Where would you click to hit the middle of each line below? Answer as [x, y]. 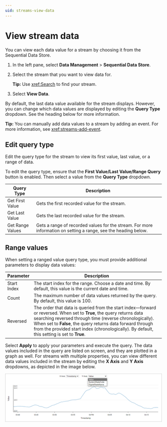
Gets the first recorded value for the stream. [81, 203]
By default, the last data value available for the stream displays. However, [80, 103]
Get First [16, 201]
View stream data [42, 36]
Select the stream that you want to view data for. [62, 74]
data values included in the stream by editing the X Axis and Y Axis [74, 361]
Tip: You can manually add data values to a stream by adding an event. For [82, 124]
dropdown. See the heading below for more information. [63, 114]
